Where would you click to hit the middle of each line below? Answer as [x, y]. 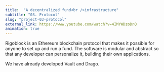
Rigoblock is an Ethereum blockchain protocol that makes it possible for [80, 43]
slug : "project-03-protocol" [36, 19]
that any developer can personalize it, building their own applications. [78, 54]
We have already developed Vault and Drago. [52, 64]
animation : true [22, 29]
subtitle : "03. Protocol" [32, 15]
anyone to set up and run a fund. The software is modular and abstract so [82, 49]
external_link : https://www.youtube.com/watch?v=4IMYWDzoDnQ [71, 24]
